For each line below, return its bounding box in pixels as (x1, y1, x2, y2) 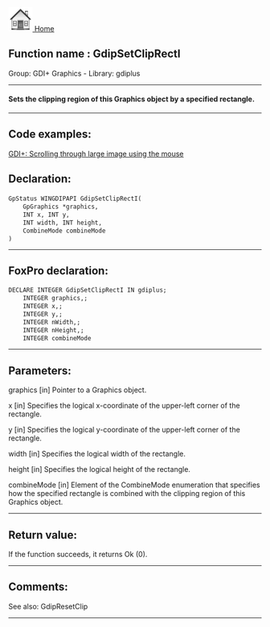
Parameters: (8, 363, 72, 377)
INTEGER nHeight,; (22, 326, 84, 334)
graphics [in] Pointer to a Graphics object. (8, 385, 147, 395)
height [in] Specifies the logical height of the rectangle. (8, 465, 191, 474)
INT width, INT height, (22, 219, 103, 227)
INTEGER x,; (22, 302, 63, 310)
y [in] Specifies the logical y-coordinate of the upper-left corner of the (8, 425, 241, 435)
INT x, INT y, (22, 211, 70, 219)
